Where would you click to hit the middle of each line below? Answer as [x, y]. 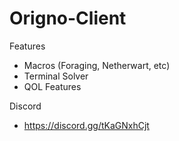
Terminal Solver [56, 76]
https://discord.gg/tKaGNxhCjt [86, 125]
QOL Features [52, 86]
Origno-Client [68, 18]
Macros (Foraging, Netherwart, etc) [97, 65]
